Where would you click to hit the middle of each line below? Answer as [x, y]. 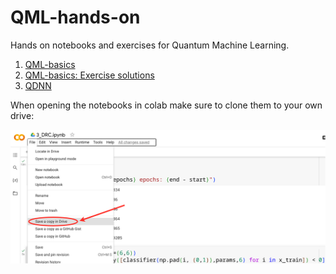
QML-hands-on [75, 17]
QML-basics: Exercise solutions [89, 75]
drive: [22, 115]
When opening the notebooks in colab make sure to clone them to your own [166, 105]
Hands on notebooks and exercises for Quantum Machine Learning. [150, 45]
